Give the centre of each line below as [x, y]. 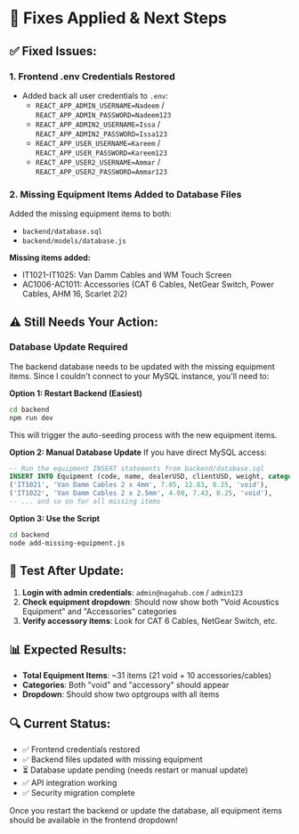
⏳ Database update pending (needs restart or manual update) [135, 770]
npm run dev [31, 417]
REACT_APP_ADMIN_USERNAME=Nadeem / [100, 105]
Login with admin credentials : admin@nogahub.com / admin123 [132, 592]
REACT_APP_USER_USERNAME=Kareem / [98, 142]
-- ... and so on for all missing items [85, 502]
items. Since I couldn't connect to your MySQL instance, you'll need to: [139, 376]
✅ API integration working [69, 783]
